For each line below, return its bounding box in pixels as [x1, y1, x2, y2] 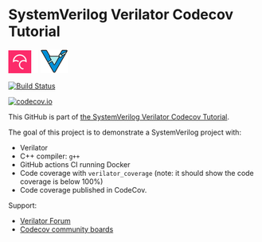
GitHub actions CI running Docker [19, 159, 131, 169]
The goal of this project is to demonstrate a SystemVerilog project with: [8, 127, 241, 137]
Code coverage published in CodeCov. [19, 185, 147, 194]
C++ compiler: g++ [19, 151, 80, 161]
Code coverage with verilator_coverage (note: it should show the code [19, 168, 255, 178]
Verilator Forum [19, 216, 71, 225]
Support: [8, 201, 37, 210]
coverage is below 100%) [19, 177, 104, 186]
